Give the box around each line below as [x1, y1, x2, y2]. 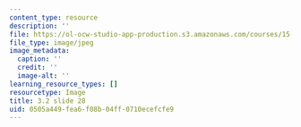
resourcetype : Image [9, 88, 87, 97]
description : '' [9, 21, 70, 30]
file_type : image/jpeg [9, 38, 94, 47]
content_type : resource [9, 13, 99, 22]
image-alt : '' [17, 72, 70, 80]
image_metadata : [9, 47, 70, 55]
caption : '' [17, 55, 63, 63]
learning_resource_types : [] [9, 80, 118, 89]
